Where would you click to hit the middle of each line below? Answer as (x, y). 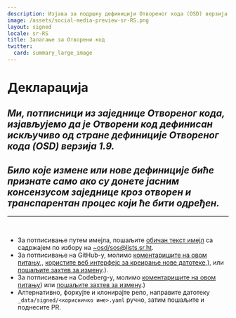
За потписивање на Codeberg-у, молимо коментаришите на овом (117, 277)
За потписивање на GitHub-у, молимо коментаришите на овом (112, 255)
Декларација (48, 88)
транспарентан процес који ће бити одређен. (113, 203)
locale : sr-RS (28, 33)
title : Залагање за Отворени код (56, 40)
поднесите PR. (39, 307)
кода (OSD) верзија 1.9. (61, 146)
